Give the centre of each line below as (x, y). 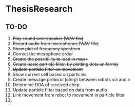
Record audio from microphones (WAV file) (56, 44)
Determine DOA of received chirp (46, 85)
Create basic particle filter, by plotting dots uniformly (66, 64)
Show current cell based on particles (49, 74)
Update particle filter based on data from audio (60, 90)
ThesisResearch (39, 9)
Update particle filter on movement (48, 69)
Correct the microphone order (43, 54)
